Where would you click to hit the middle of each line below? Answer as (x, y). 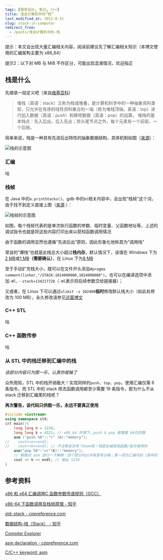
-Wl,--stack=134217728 (32, 281)
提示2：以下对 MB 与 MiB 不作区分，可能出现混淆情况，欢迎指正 (69, 63)
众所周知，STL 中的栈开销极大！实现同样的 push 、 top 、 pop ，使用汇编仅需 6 (80, 383)
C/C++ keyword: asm (26, 552)
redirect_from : (20, 28)
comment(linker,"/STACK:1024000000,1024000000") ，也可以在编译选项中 (76, 275)
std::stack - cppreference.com (35, 513)
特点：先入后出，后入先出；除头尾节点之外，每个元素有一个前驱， (87, 121)
